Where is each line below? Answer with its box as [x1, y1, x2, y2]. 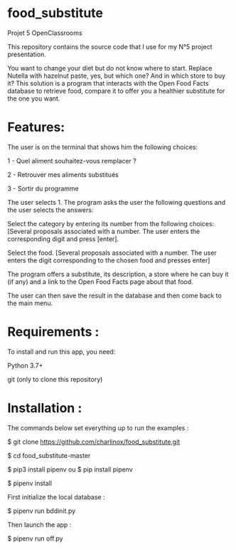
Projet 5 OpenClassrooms [7, 29, 83, 37]
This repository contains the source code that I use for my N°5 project [7, 42, 213, 51]
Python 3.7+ [7, 361, 43, 370]
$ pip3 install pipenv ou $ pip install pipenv [7, 465, 133, 474]
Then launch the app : [7, 520, 72, 529]
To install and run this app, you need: [7, 347, 116, 356]
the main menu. [7, 298, 53, 307]
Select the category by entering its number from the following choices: [7, 219, 215, 228]
